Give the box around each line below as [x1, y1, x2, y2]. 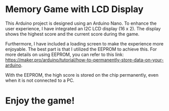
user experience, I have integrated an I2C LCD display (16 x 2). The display [5, 25, 161, 31]
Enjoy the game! [5, 95, 75, 106]
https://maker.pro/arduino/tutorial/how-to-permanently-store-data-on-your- [5, 57, 164, 63]
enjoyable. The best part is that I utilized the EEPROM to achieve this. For [5, 46, 157, 52]
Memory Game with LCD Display [5, 4, 144, 15]
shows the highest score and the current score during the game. [5, 31, 140, 37]
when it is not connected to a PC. [5, 77, 74, 83]
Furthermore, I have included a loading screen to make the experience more [5, 40, 163, 46]
